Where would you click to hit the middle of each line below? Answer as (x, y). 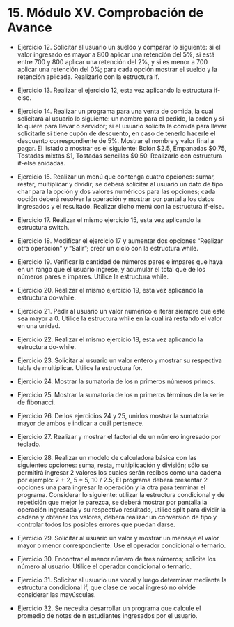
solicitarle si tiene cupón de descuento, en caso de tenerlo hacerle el (116, 133)
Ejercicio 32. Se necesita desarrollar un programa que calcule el (109, 608)
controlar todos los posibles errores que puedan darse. (96, 524)
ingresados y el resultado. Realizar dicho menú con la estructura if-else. (120, 206)
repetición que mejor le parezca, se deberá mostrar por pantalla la (112, 502)
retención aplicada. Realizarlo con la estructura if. (88, 76)
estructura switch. (43, 227)
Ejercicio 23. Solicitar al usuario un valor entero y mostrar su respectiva (120, 360)
